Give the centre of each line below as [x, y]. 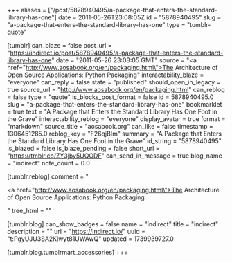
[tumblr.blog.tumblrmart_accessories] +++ [68, 252]
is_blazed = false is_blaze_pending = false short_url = [84, 148]
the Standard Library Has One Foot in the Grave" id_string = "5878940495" [114, 141]
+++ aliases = [27, 10]
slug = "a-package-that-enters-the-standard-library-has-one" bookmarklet [115, 104]
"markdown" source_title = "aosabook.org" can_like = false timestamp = [110, 126]
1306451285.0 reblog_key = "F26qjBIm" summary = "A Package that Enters [115, 134]
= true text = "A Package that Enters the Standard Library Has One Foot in [112, 111]
